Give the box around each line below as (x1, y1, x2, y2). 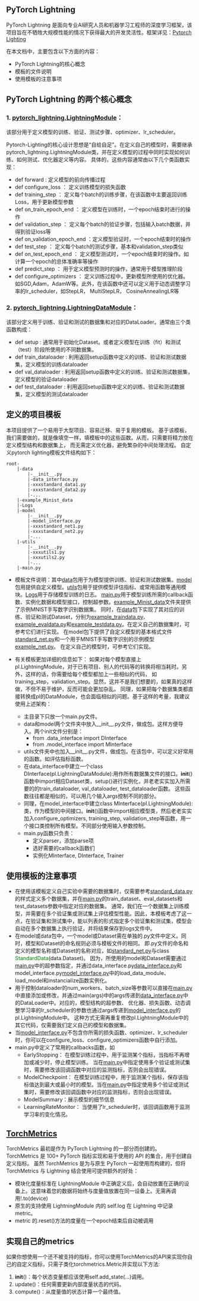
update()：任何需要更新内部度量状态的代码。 (14, 1281, 125, 1288)
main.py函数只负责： (23, 829, 75, 836)
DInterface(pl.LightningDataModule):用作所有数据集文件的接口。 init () (23, 770, 193, 777)
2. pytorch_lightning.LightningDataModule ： (6, 303, 138, 312)
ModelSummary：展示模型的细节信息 (23, 1096, 115, 1103)
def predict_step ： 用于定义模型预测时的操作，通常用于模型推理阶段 (14, 265, 183, 272)
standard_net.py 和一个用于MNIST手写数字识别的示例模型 (14, 635, 154, 642)
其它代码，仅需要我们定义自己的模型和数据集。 (14, 1021, 129, 1029)
